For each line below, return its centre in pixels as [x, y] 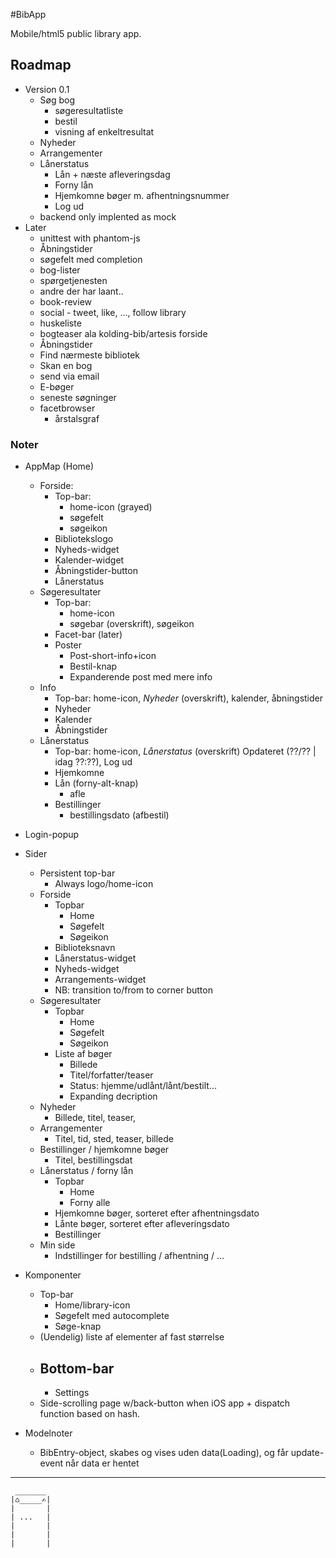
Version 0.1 [47, 89]
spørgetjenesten [73, 280]
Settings [72, 1392]
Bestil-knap [93, 666]
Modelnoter [48, 1433]
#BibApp [28, 14]
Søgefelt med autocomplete [112, 1316]
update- [307, 1452]
